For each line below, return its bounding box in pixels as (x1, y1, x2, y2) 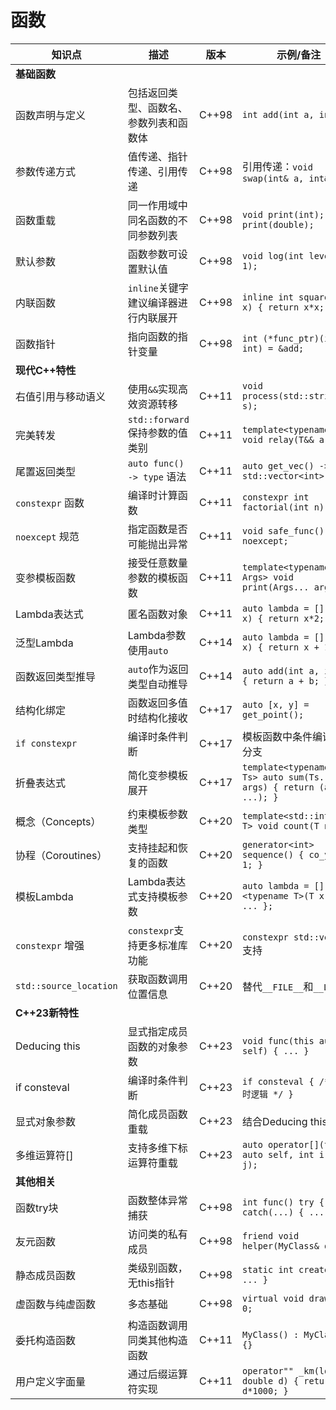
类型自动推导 (127, 677, 188, 691)
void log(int (242, 250, 305, 261)
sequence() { (242, 849, 305, 860)
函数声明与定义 (15, 108, 87, 122)
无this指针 (127, 1276, 175, 1290)
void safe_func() (242, 525, 325, 536)
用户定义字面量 (15, 1374, 87, 1388)
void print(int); (242, 209, 325, 220)
